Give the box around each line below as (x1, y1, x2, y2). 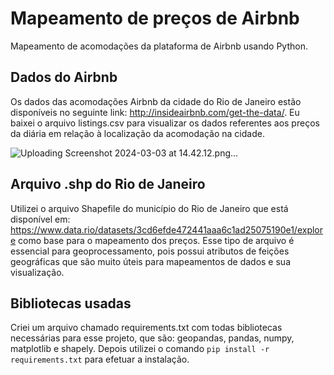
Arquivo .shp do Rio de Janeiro (10, 176, 206, 193)
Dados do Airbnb (10, 69, 118, 86)
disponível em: (10, 213, 71, 225)
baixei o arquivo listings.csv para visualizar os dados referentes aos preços (10, 117, 320, 129)
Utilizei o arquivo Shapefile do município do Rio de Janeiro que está (10, 202, 289, 214)
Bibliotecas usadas (10, 295, 132, 312)
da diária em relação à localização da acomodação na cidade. (10, 127, 265, 139)
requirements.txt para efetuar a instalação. (10, 353, 190, 366)
